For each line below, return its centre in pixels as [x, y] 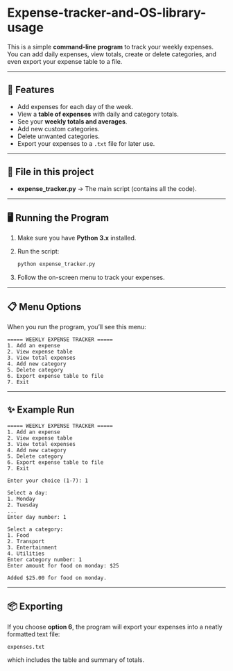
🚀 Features [31, 90]
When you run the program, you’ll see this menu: [77, 327]
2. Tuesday [23, 505]
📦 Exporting [35, 607]
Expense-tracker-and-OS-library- [107, 13]
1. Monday [21, 499]
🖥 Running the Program [58, 218]
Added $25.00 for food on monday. [57, 578]
